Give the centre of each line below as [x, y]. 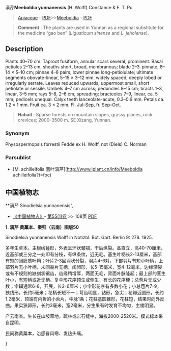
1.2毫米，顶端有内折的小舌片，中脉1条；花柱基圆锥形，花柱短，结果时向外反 [85, 299]
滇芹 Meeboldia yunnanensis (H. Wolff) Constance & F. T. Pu [69, 7]
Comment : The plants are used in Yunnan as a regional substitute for [91, 28]
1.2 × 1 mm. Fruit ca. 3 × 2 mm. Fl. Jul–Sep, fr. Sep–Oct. [63, 105]
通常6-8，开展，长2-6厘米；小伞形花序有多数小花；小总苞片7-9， [92, 286]
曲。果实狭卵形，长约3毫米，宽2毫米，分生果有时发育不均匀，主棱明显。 [82, 306]
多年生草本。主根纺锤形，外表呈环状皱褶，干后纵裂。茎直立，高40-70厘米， [85, 248]
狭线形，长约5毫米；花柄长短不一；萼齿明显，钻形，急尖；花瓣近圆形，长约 [85, 293]
